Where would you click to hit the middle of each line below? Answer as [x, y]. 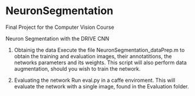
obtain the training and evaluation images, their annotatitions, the [93, 56]
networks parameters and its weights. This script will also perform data [100, 62]
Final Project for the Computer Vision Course [60, 27]
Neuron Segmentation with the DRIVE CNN [57, 38]
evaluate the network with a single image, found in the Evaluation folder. [101, 86]
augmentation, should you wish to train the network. [77, 68]
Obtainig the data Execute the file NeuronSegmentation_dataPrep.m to [99, 50]
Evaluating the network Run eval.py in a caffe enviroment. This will [95, 80]
